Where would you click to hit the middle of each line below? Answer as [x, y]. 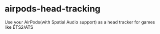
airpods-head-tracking [53, 9]
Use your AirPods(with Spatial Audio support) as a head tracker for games [80, 22]
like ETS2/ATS [19, 27]
